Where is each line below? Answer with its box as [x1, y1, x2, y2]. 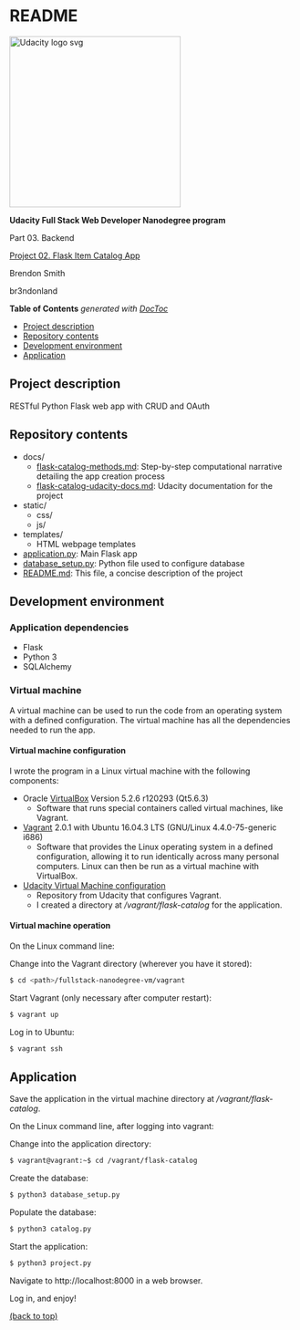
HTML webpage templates [36, 538, 137, 549]
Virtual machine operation [9, 920, 111, 931]
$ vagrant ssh [9, 1044, 64, 1054]
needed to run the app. [9, 724, 96, 735]
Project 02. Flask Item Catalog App [9, 250, 140, 261]
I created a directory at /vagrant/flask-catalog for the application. [36, 899, 283, 910]
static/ [22, 499, 47, 511]
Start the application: [9, 1242, 88, 1252]
